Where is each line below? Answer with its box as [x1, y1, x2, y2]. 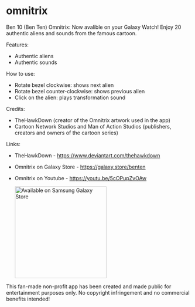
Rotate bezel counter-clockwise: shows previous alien [14, 87, 145, 95]
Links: [6, 140, 20, 147]
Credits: [6, 105, 25, 112]
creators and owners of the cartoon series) [14, 129, 119, 136]
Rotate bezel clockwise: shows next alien [14, 81, 114, 89]
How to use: [6, 70, 35, 77]
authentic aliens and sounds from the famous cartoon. [6, 29, 137, 36]
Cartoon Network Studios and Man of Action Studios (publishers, [14, 123, 172, 130]
